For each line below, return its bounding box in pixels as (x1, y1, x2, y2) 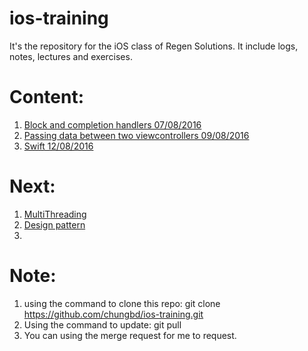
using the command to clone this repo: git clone (23, 297, 221, 309)
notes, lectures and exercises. (9, 50, 133, 62)
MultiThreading (23, 208, 87, 220)
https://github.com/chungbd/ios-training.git (23, 308, 204, 320)
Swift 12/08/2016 (23, 140, 94, 152)
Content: (9, 86, 85, 109)
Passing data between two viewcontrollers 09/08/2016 (23, 129, 250, 141)
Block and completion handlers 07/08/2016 (23, 118, 202, 131)
